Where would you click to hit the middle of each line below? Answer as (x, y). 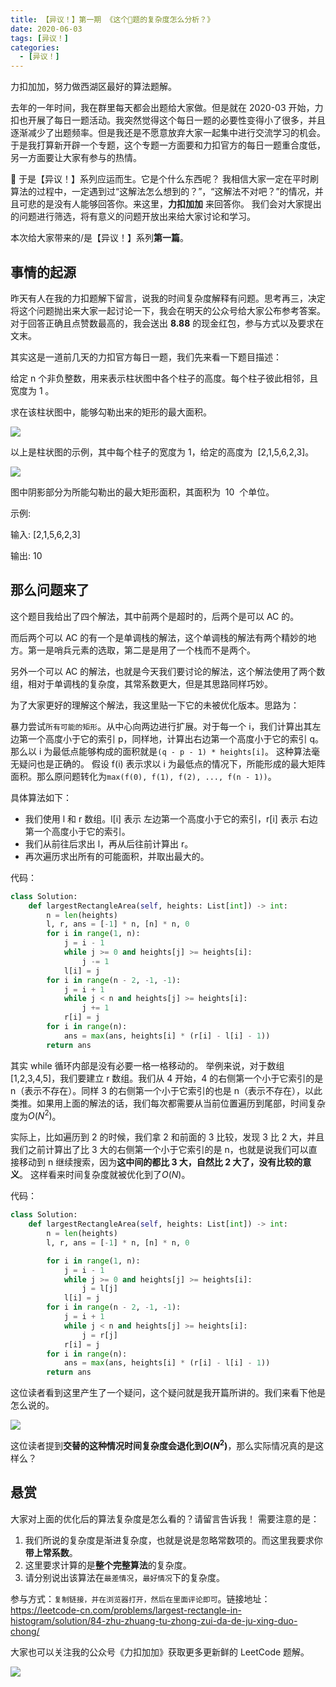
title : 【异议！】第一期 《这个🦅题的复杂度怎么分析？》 (112, 19)
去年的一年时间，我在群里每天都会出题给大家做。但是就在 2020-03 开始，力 (167, 108)
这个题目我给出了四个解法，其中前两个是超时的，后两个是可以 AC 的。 (155, 616)
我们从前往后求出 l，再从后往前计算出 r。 (109, 843)
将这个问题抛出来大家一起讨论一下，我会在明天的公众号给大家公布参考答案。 (168, 310)
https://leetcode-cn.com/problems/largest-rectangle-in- (126, 1610)
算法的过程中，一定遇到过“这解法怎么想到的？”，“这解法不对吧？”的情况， (162, 192)
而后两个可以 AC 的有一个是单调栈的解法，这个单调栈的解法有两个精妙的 (159, 637)
